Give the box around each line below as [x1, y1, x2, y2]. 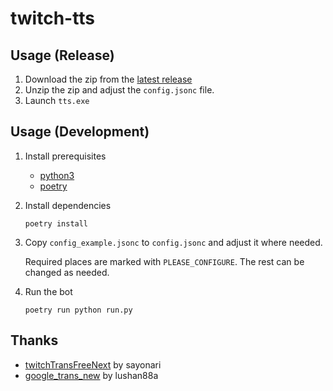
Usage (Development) [10, 123, 150, 141]
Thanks [10, 332, 59, 349]
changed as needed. [24, 266, 110, 278]
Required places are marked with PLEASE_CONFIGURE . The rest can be [24, 255, 305, 267]
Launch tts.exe [24, 95, 90, 106]
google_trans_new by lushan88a [24, 369, 159, 381]
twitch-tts [10, 7, 95, 30]
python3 [39, 169, 75, 181]
